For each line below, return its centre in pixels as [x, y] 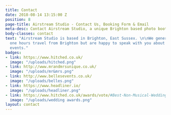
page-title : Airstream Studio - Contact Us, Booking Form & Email [77, 24]
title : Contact [21, 10]
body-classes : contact [29, 34]
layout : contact [22, 105]
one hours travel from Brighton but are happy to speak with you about [88, 43]
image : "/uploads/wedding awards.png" [51, 100]
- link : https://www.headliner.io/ [43, 85]
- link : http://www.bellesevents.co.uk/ [49, 76]
